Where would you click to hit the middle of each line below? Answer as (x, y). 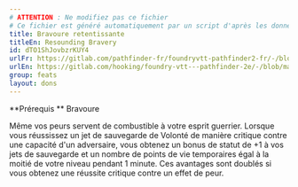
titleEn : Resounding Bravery (63, 42)
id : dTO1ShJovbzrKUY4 (49, 51)
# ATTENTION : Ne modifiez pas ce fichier (89, 17)
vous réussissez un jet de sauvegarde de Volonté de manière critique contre (148, 135)
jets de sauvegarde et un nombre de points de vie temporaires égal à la (139, 154)
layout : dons (33, 83)
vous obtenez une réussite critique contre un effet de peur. (117, 173)
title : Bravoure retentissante (67, 34)
